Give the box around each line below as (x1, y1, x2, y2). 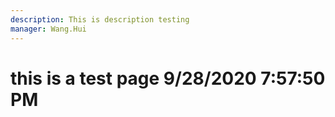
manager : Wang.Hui (10, 24, 87, 34)
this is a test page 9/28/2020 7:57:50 (10, 67, 326, 90)
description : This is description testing (10, 14, 190, 25)
